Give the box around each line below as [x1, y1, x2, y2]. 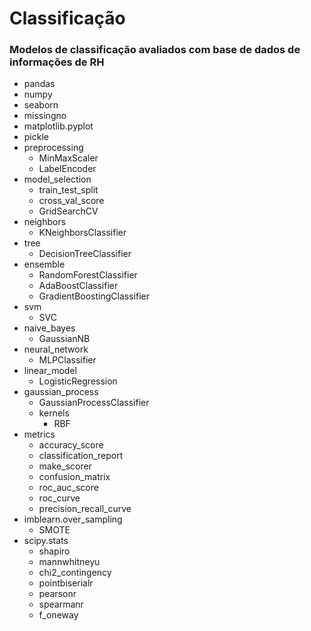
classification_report [38, 450, 124, 462]
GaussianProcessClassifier [38, 397, 150, 409]
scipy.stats [23, 535, 69, 547]
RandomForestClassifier [38, 269, 138, 281]
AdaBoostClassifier [38, 280, 119, 292]
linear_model [23, 365, 77, 377]
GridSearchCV [38, 205, 99, 217]
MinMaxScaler [38, 152, 99, 164]
